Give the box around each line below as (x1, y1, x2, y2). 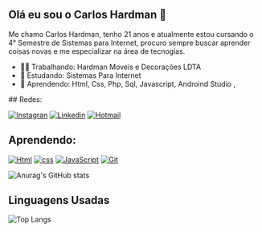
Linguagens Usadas (8, 193, 110, 207)
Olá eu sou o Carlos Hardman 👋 (8, 8, 167, 22)
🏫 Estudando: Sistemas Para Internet (19, 70, 142, 80)
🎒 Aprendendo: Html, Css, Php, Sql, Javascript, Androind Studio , (19, 79, 235, 88)
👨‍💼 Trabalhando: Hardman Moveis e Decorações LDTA (19, 62, 202, 71)
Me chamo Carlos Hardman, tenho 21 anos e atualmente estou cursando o (8, 29, 255, 39)
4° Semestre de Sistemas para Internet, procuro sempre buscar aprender (8, 38, 251, 47)
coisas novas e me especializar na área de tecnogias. (8, 46, 186, 56)
